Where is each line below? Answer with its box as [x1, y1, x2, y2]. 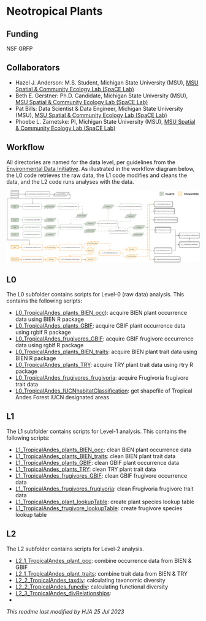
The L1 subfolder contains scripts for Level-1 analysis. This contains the [6, 427, 187, 435]
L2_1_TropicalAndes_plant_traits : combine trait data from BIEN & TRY [15, 570, 188, 577]
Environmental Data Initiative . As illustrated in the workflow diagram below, [6, 165, 195, 172]
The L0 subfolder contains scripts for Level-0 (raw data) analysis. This [6, 290, 185, 298]
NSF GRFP [6, 45, 33, 52]
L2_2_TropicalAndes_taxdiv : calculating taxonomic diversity [15, 576, 166, 584]
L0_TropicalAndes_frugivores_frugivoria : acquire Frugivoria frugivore [15, 374, 189, 381]
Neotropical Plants [6, 4, 103, 18]
